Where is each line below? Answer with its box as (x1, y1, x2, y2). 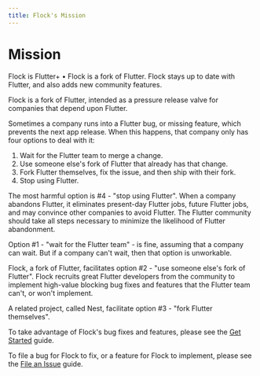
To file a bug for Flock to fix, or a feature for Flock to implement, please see (8, 351, 253, 360)
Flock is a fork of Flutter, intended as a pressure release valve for (8, 95, 218, 105)
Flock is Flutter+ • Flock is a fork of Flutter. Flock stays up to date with (8, 72, 236, 81)
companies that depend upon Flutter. (8, 103, 128, 112)
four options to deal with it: (8, 135, 96, 145)
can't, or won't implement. (8, 288, 93, 297)
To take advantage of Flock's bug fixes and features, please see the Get (8, 327, 241, 337)
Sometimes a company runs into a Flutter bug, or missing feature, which (8, 119, 242, 128)
